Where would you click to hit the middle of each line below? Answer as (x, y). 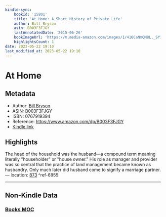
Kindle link (23, 127)
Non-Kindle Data (31, 195)
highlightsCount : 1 (34, 42)
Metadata (20, 94)
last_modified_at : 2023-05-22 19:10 (43, 51)
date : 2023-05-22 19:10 (30, 46)
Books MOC (20, 209)
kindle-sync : (19, 10)
